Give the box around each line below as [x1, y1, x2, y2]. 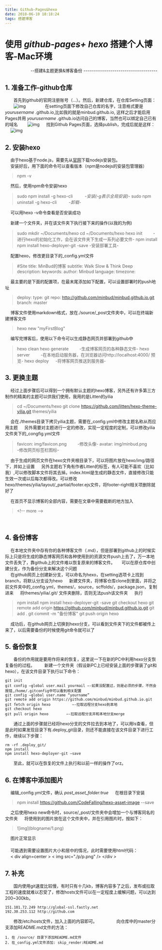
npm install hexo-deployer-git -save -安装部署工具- [16, 242, 119, 248]
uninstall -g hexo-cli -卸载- [16, 199, 81, 205]
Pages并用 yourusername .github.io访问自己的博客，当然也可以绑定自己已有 [5, 115, 157, 122]
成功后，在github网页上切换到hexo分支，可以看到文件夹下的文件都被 [10, 621, 147, 627]
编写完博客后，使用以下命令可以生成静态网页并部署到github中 [10, 335, 133, 341]
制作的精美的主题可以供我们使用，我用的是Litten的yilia [5, 394, 113, 399]
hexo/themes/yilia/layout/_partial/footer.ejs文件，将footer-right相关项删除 [5, 482, 151, 487]
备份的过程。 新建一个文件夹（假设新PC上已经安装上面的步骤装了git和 [9, 663, 157, 668]
